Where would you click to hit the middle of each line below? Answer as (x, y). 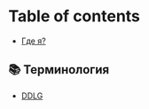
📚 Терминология (59, 70)
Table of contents (74, 16)
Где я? (33, 41)
